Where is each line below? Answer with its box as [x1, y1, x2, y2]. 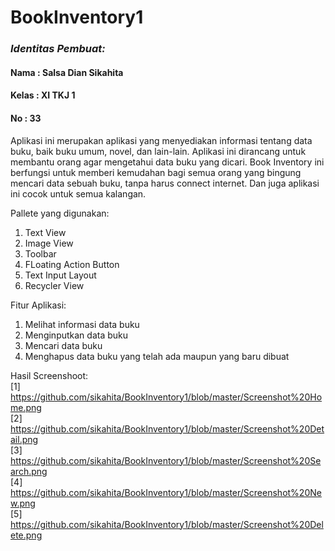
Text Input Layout [24, 269, 97, 281]
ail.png [10, 433, 39, 445]
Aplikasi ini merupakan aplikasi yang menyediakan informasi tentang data [10, 134, 313, 146]
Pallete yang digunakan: [10, 207, 110, 219]
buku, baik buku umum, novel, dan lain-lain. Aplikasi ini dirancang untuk [10, 145, 307, 157]
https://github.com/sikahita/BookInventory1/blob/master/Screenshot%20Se [10, 454, 322, 466]
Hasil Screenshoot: [10, 369, 89, 381]
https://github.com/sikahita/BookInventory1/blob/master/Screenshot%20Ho [10, 391, 323, 403]
